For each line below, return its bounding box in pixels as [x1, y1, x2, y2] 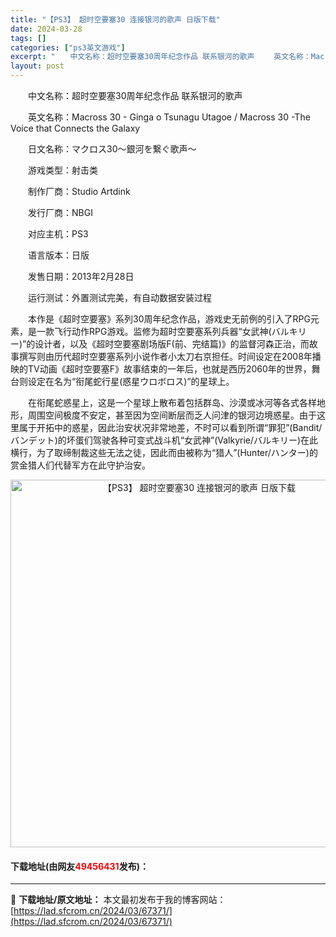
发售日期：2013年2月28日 [27, 271, 135, 282]
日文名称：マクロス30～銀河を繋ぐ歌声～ [27, 143, 197, 155]
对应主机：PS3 [27, 228, 89, 240]
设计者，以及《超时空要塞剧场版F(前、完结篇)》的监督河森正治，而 [34, 338, 310, 350]
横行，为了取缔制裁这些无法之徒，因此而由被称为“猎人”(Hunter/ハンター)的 [10, 447, 318, 458]
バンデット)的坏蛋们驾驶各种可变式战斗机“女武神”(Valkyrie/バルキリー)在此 [10, 434, 319, 446]
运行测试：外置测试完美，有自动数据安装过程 [27, 292, 212, 303]
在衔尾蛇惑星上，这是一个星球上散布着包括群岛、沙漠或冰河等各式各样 [27, 397, 317, 408]
